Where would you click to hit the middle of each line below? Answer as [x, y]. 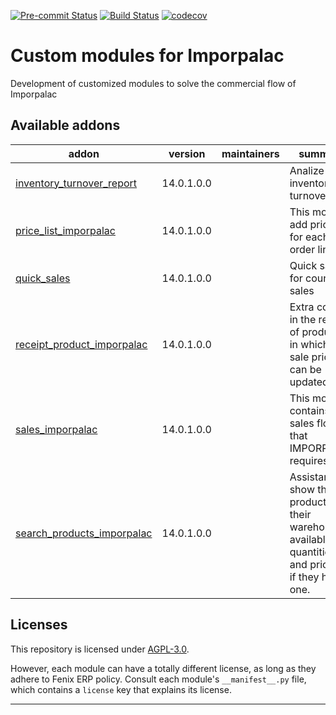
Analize [307, 170]
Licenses [39, 625]
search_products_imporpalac [84, 533]
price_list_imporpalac [65, 230]
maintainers [250, 153]
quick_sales [43, 278]
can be [305, 369]
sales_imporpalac [56, 429]
